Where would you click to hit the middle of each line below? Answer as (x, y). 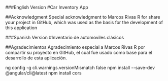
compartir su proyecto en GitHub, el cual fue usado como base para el (79, 53)
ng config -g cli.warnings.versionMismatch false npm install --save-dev (80, 68)
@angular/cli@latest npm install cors (44, 73)
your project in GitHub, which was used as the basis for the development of (84, 22)
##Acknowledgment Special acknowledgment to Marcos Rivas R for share (83, 17)
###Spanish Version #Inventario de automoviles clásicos (65, 37)
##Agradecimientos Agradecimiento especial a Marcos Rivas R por (75, 47)
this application (21, 28)
